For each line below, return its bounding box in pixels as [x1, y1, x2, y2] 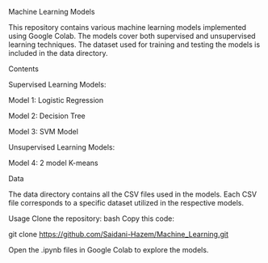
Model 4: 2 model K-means [8, 158, 98, 168]
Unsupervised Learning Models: [8, 142, 115, 152]
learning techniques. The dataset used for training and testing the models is [8, 40, 261, 49]
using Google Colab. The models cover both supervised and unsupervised [8, 32, 256, 40]
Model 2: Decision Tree [8, 111, 86, 121]
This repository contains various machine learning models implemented [8, 23, 247, 32]
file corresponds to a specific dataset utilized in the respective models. [8, 198, 245, 207]
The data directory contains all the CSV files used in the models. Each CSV [8, 189, 257, 199]
